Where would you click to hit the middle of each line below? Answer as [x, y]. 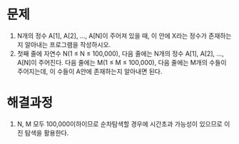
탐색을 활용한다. [47, 133]
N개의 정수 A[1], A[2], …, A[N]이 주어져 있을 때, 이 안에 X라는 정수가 [112, 36]
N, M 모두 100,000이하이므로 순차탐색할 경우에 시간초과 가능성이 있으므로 [119, 124]
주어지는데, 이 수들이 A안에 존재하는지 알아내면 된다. [90, 71]
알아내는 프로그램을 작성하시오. [68, 44]
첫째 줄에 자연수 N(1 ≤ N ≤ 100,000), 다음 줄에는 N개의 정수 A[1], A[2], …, [120, 53]
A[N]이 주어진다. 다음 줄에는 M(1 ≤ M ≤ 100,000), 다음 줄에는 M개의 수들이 [122, 62]
